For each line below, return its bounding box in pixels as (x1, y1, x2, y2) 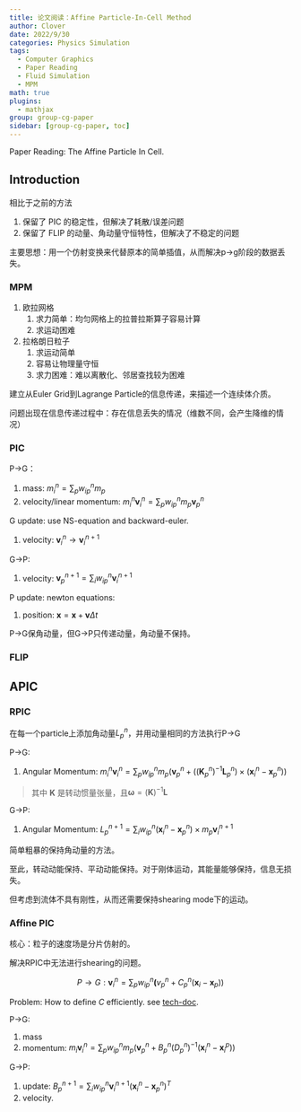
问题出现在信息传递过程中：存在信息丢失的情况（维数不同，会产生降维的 (9, 407, 276, 418)
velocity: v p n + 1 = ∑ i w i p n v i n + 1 (21, 571, 133, 586)
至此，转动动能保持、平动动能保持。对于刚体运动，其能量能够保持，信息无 (9, 863, 284, 874)
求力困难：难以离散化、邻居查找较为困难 (35, 370, 185, 381)
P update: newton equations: (9, 592, 116, 603)
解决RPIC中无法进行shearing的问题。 (9, 958, 146, 968)
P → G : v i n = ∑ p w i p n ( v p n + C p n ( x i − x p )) (76, 976, 225, 990)
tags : (9, 47, 30, 56)
